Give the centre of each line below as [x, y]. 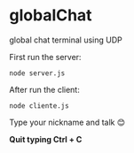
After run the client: [44, 89]
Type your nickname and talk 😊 [67, 122]
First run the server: [45, 57]
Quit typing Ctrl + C [46, 139]
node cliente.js [39, 106]
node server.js [37, 73]
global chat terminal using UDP [66, 40]
